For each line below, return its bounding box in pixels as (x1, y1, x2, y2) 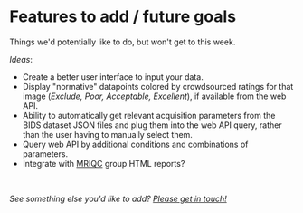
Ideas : (9, 53, 33, 64)
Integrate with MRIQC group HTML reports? (22, 158, 185, 169)
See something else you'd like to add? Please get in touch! (9, 193, 228, 204)
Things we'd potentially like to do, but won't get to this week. (9, 36, 236, 47)
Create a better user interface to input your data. (22, 71, 204, 82)
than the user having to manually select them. (22, 129, 193, 140)
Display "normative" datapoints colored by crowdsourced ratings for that (22, 81, 294, 92)
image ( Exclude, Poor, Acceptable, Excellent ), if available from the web (22, 91, 287, 102)
